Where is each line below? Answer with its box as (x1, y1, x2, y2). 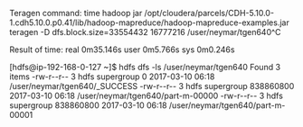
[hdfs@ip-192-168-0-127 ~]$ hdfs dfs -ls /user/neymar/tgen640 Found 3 (9, 62, 281, 72)
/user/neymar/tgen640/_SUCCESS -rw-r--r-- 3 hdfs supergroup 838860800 (9, 81, 295, 91)
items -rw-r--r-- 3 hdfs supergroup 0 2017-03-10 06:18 (9, 71, 215, 82)
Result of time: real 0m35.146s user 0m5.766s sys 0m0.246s (9, 44, 235, 55)
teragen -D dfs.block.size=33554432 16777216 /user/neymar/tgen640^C (9, 27, 281, 37)
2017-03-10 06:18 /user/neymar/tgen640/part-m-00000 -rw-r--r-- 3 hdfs (9, 90, 283, 101)
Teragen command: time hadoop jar (9, 8, 143, 18)
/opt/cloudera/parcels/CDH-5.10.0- (144, 8, 274, 18)
